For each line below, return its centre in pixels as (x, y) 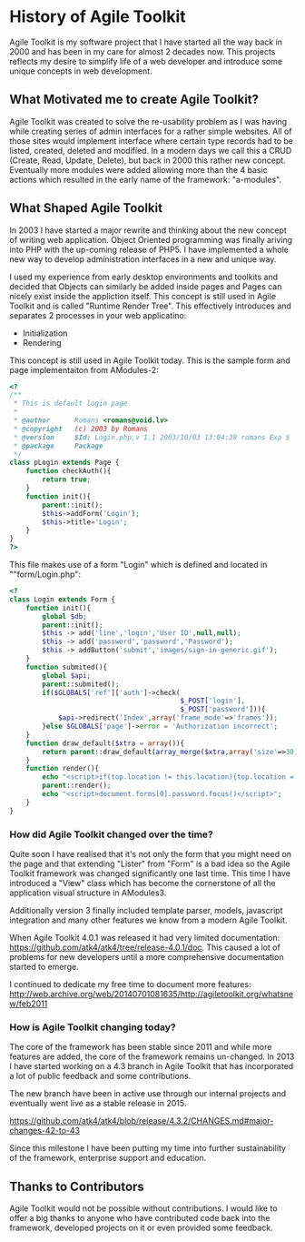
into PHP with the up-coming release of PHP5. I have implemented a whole (149, 249)
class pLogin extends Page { (64, 463)
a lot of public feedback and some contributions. (100, 1076)
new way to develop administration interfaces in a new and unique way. (143, 259)
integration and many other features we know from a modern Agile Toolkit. (148, 920)
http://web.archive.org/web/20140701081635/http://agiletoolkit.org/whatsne (152, 994)
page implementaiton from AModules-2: (84, 369)
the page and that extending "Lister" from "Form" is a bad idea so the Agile (150, 863)
